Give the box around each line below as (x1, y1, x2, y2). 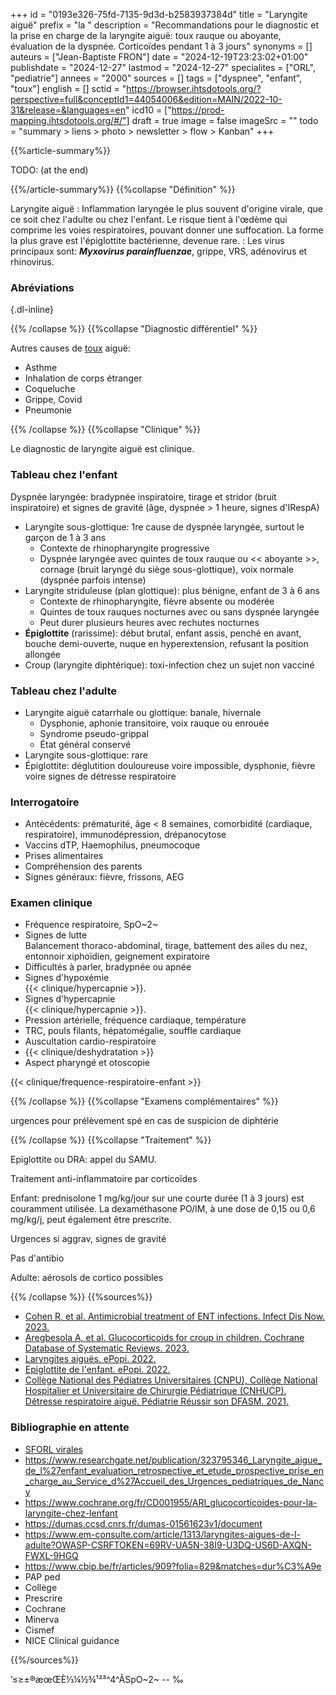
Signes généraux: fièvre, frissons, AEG (24, 871, 185, 883)
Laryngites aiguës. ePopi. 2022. (24, 1353, 157, 1365)
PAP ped (24, 1570, 61, 1583)
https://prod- (171, 104, 225, 116)
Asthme (24, 362, 58, 374)
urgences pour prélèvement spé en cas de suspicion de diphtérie (10, 1115, 279, 1127)
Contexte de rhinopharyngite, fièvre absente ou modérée (39, 595, 275, 607)
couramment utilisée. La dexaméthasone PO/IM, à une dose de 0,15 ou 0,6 (10, 1203, 316, 1215)
